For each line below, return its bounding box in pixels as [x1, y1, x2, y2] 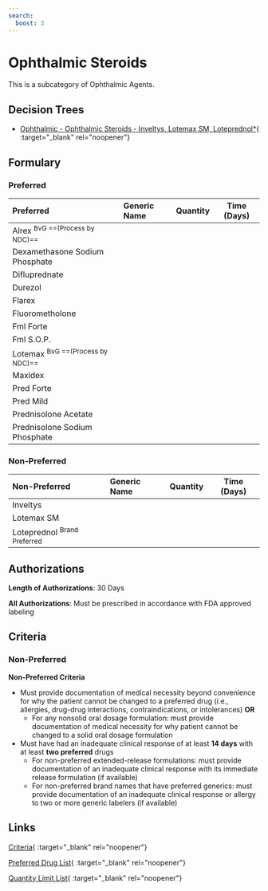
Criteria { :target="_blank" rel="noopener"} [8, 842, 148, 852]
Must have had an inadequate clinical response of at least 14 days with [19, 739, 254, 748]
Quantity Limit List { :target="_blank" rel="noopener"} [8, 873, 183, 882]
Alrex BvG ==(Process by [12, 223, 95, 236]
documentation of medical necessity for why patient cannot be [31, 721, 238, 731]
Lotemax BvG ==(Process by [12, 347, 108, 360]
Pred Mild [12, 396, 49, 407]
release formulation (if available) [31, 772, 138, 782]
